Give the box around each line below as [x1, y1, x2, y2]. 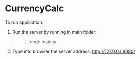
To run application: [5, 19, 44, 25]
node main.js [29, 38, 56, 45]
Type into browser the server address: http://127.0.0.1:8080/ [12, 48, 136, 54]
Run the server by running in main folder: [12, 29, 97, 35]
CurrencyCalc [5, 3, 64, 14]
